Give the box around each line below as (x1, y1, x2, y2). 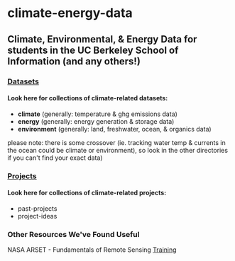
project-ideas (17, 211, 58, 220)
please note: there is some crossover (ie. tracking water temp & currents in (7, 138, 226, 146)
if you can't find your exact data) (7, 153, 103, 162)
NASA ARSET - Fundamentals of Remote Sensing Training (7, 245, 177, 254)
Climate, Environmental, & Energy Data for (7, 33, 197, 45)
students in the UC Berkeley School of (7, 44, 179, 56)
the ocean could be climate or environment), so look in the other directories (7, 146, 229, 154)
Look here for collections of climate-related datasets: (7, 94, 168, 103)
